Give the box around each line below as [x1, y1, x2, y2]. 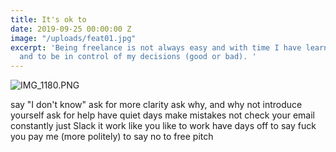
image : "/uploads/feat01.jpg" [10, 33, 137, 43]
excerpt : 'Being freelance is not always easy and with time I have [10, 42, 302, 53]
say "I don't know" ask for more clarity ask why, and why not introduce [10, 99, 303, 111]
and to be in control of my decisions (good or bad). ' [19, 52, 257, 62]
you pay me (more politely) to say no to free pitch [10, 131, 214, 143]
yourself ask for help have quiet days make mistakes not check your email [10, 109, 315, 121]
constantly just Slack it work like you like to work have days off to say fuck [10, 120, 317, 132]
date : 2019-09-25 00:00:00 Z [10, 24, 132, 34]
